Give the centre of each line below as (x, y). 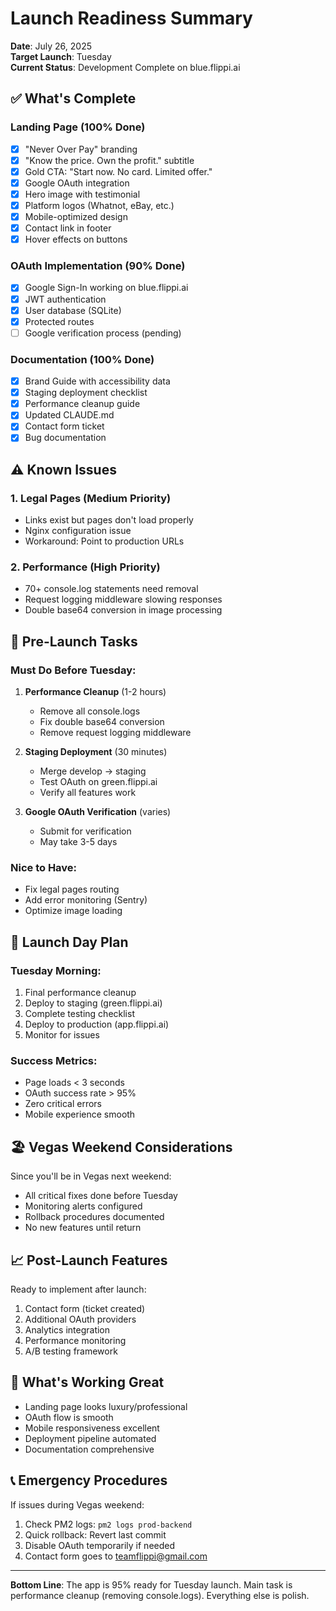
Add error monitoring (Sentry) (86, 900)
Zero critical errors (63, 1104)
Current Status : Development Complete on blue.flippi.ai (125, 67)
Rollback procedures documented (94, 1217)
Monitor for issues (62, 1035)
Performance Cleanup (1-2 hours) (95, 692)
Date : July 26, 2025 (51, 46)
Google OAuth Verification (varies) (98, 812)
